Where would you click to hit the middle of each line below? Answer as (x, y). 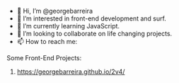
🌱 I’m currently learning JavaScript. (68, 26)
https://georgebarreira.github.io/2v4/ (71, 72)
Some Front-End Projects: (44, 58)
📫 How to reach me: (47, 41)
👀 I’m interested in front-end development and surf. (92, 18)
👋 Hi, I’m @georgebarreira (55, 11)
